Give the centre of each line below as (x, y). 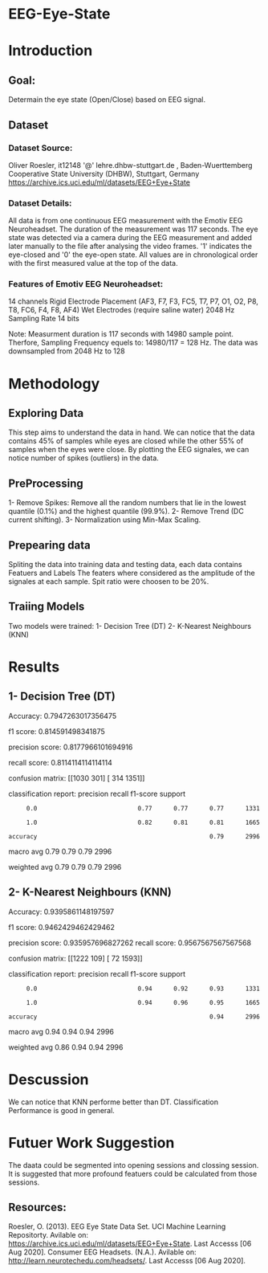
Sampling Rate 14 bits (44, 319)
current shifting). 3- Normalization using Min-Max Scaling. (105, 520)
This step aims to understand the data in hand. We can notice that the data (132, 432)
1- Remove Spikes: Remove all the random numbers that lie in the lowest (127, 503)
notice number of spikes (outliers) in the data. (83, 458)
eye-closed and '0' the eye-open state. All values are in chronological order (133, 255)
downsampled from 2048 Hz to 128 (67, 351)
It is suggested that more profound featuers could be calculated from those (133, 1173)
